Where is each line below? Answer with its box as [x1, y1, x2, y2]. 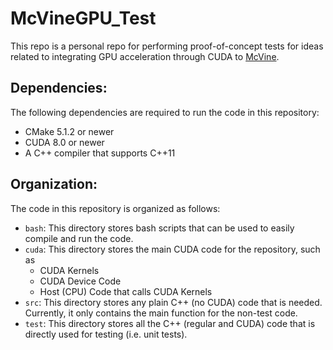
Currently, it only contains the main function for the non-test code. [24, 307, 298, 319]
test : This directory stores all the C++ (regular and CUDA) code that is [24, 317, 316, 329]
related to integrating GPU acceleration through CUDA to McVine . [10, 50, 280, 62]
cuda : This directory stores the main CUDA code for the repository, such [24, 243, 321, 255]
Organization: [10, 176, 98, 193]
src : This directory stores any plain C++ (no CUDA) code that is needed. [24, 296, 323, 308]
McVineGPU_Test [10, 7, 157, 30]
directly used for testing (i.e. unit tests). [24, 328, 188, 340]
